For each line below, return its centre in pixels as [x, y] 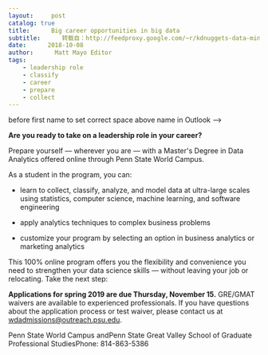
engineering [39, 207]
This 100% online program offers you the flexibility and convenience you [127, 262]
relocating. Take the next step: [58, 279]
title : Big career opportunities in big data [94, 30]
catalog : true [32, 23]
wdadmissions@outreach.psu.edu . [65, 320]
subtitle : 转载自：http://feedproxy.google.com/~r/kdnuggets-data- [129, 38]
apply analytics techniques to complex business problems [115, 223]
